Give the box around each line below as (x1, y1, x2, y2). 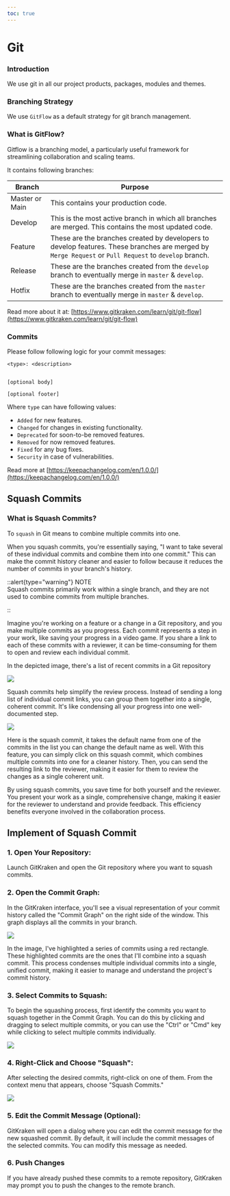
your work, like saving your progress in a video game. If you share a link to (7, 633, 217, 642)
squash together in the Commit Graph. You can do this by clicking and (7, 1013, 205, 1022)
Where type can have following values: (7, 403, 116, 411)
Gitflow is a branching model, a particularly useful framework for (7, 145, 190, 153)
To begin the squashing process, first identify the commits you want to (7, 1006, 207, 1014)
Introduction (7, 64, 49, 73)
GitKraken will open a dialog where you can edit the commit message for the (7, 1127, 222, 1135)
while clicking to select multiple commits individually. (7, 1028, 156, 1036)
